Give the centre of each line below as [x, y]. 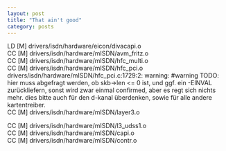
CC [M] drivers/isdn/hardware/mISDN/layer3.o [73, 112]
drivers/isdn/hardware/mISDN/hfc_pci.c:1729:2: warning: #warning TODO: [113, 75]
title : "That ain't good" [44, 20]
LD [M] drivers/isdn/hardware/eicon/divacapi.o [74, 46]
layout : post [26, 14]
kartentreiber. [27, 105]
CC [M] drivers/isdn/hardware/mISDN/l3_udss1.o [77, 126]
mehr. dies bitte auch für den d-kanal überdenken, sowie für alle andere [110, 98]
